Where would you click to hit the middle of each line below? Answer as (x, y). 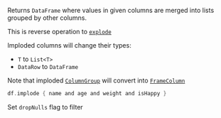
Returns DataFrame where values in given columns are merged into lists (111, 10)
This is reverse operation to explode (59, 32)
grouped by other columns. (47, 18)
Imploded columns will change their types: (69, 45)
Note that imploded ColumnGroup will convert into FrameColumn (96, 80)
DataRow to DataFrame (48, 66)
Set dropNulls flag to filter (45, 107)
